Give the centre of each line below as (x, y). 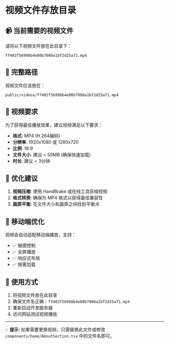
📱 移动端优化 (25, 221)
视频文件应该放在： (25, 85)
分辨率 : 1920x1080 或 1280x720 (46, 142)
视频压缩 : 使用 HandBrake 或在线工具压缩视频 (60, 191)
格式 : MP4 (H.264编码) (36, 136)
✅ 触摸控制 (24, 245)
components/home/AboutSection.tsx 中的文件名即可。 (60, 336)
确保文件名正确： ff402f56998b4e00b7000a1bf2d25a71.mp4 (71, 302)
